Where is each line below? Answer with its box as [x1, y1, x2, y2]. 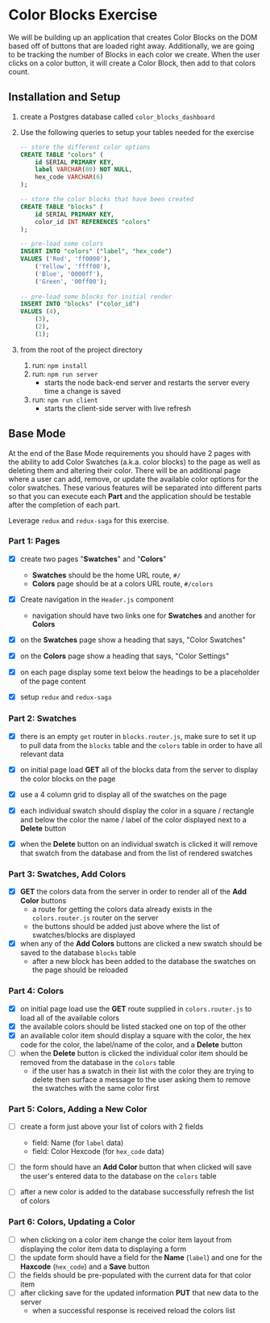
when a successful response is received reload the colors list [31, 1305, 235, 1315]
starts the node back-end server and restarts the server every [44, 378, 250, 387]
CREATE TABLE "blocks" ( [19, 202, 104, 211]
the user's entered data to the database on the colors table [19, 1171, 217, 1181]
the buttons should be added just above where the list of [31, 922, 220, 932]
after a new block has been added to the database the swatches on [31, 957, 256, 966]
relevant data [19, 749, 64, 759]
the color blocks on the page [19, 774, 116, 784]
